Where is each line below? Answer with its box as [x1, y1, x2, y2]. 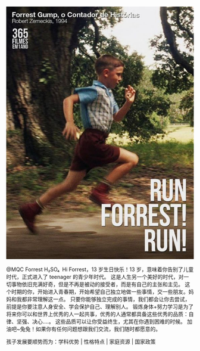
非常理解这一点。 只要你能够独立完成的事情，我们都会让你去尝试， [26, 296, 190, 303]
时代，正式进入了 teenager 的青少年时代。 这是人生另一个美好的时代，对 [6, 274, 184, 281]
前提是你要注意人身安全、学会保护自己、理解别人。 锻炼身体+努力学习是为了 [6, 303, 194, 310]
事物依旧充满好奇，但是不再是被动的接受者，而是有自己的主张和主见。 [11, 281, 183, 288]
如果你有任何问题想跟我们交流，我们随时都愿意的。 [35, 325, 161, 333]
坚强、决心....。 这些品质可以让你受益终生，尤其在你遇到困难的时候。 [16, 318, 186, 325]
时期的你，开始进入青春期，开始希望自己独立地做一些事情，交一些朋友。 [11, 288, 189, 296]
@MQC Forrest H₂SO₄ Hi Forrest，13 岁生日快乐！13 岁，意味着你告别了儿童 [6, 266, 194, 273]
